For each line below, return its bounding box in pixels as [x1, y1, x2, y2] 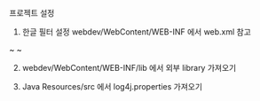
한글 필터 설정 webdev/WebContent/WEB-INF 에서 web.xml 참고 [21, 27, 251, 37]
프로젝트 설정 [9, 8, 55, 18]
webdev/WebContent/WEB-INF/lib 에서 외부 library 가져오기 [21, 63, 237, 73]
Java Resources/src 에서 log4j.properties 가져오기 [21, 82, 202, 91]
